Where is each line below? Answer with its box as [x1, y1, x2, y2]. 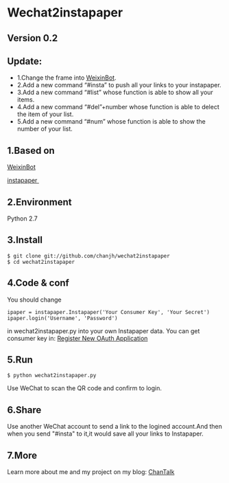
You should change [7, 295, 62, 304]
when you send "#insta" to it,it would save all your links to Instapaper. [7, 429, 204, 438]
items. [16, 96, 35, 104]
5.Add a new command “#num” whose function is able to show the [16, 117, 206, 126]
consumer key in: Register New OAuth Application [7, 334, 148, 342]
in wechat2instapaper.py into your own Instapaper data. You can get [7, 326, 200, 335]
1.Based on [7, 144, 55, 156]
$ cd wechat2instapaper [7, 258, 75, 265]
